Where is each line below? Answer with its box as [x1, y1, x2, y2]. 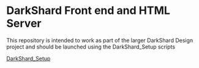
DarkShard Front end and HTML [6, 4, 170, 18]
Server [6, 16, 42, 30]
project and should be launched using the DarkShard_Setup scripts [6, 43, 176, 50]
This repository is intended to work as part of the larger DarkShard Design [6, 36, 193, 44]
